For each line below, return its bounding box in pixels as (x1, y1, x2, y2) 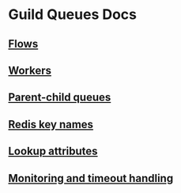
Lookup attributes (8, 145, 98, 158)
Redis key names (8, 117, 93, 131)
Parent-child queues (8, 91, 111, 104)
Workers (8, 63, 52, 77)
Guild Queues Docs (8, 6, 137, 24)
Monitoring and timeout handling (8, 172, 174, 185)
